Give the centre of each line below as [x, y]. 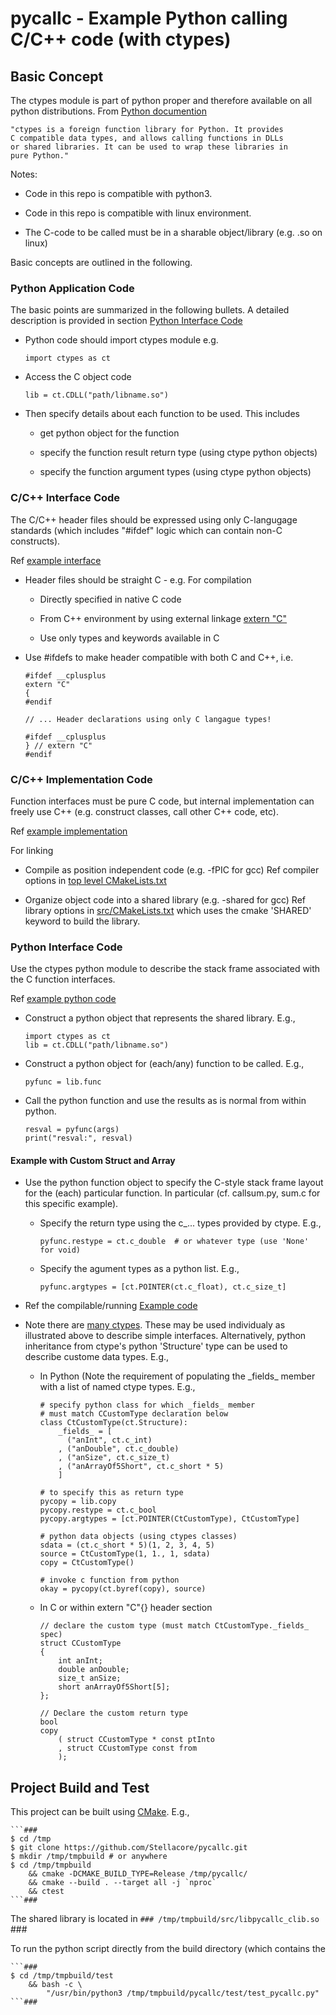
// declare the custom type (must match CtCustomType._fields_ [174, 1626]
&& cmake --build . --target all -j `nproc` [122, 1883]
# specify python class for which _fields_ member [147, 1405]
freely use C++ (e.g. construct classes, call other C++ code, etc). [144, 811]
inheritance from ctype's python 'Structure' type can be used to [156, 1346]
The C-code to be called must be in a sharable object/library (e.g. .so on [173, 232]
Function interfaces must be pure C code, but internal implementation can [162, 801]
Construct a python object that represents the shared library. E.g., [160, 1018]
